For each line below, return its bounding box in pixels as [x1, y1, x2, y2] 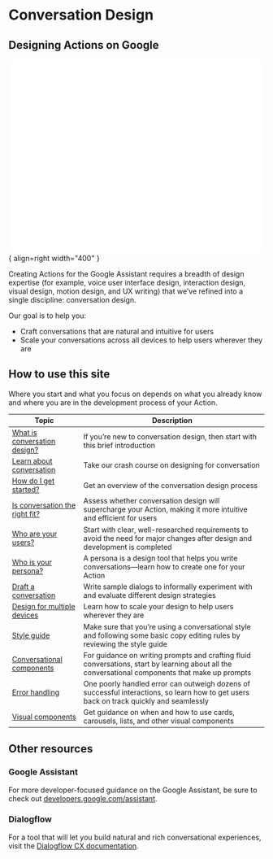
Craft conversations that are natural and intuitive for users [19, 327, 214, 336]
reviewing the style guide [83, 639, 168, 648]
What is [11, 427, 38, 437]
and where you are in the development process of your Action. [8, 397, 218, 408]
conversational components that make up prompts [83, 667, 252, 677]
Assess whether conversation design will [83, 496, 220, 506]
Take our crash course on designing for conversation [83, 460, 260, 470]
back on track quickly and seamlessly [83, 696, 210, 706]
